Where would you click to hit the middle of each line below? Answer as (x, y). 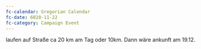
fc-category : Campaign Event (43, 23)
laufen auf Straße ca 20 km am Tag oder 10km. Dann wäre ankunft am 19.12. (101, 40)
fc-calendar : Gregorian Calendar (48, 12)
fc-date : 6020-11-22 (32, 17)
